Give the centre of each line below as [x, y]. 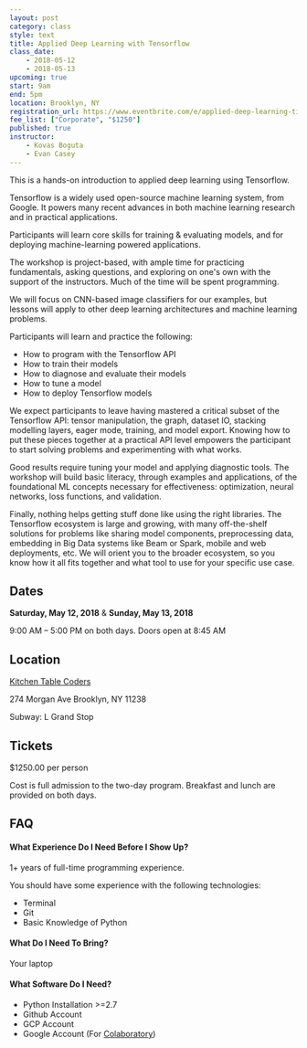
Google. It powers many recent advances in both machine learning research [152, 207]
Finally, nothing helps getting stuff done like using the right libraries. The [146, 513]
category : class [40, 26]
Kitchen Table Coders [50, 682]
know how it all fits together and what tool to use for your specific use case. [152, 562]
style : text [32, 35]
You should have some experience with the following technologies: [135, 885]
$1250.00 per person [49, 767]
